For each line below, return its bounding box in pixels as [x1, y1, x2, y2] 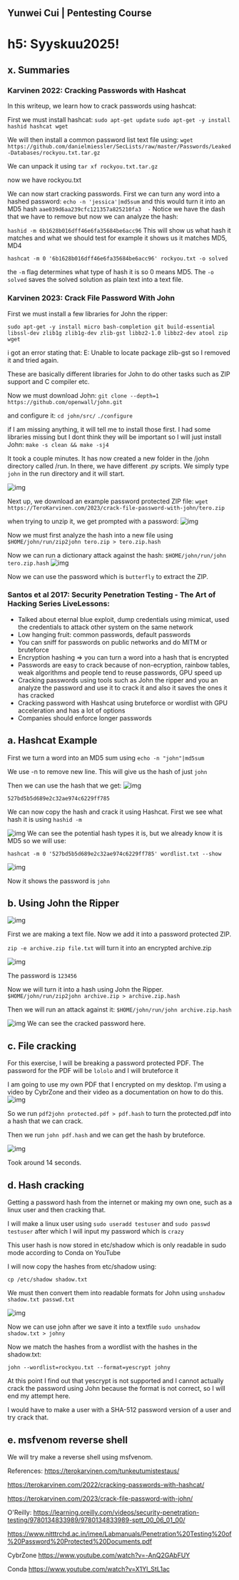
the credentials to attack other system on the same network [17, 623, 194, 631]
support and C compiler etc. [7, 377, 91, 386]
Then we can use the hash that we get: [7, 781, 122, 790]
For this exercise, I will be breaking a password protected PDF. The [7, 1059, 205, 1067]
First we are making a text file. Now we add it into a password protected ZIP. [7, 930, 232, 939]
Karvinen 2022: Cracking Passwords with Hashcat [7, 85, 186, 95]
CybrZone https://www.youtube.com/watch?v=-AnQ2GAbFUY [7, 1551, 190, 1559]
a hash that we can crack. [7, 1117, 83, 1125]
